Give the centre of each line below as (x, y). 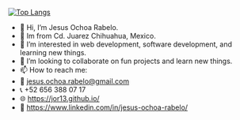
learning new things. (53, 52)
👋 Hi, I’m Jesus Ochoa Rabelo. (69, 27)
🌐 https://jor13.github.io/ (60, 98)
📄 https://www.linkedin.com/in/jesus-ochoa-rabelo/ (104, 107)
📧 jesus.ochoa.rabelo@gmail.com (74, 81)
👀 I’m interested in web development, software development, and (126, 44)
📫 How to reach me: (53, 70)
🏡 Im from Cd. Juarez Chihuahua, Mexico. (88, 36)
